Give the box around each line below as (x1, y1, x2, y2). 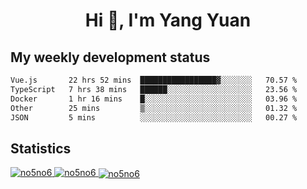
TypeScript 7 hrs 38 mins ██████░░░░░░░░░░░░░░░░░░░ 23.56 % (10, 84, 298, 94)
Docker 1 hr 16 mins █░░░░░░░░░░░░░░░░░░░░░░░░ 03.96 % (10, 94, 298, 104)
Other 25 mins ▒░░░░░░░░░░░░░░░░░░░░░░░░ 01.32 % (10, 103, 298, 113)
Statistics (10, 140, 72, 157)
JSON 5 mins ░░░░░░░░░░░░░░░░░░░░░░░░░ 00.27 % (10, 112, 298, 123)
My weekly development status (10, 49, 211, 66)
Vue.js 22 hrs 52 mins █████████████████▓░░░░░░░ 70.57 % (10, 75, 298, 85)
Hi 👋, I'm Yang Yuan (84, 9, 252, 32)
